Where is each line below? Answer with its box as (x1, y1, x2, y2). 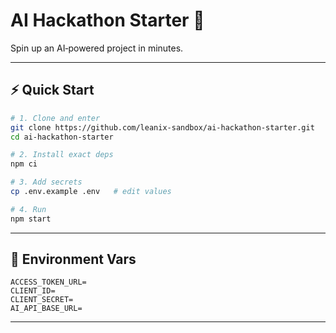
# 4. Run (10, 204, 47, 214)
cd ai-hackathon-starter (10, 132, 114, 142)
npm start (10, 214, 52, 224)
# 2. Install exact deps (10, 150, 114, 160)
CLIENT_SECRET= (10, 295, 74, 305)
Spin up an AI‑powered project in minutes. (10, 42, 184, 54)
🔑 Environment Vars (10, 251, 137, 268)
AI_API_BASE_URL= (10, 304, 83, 314)
